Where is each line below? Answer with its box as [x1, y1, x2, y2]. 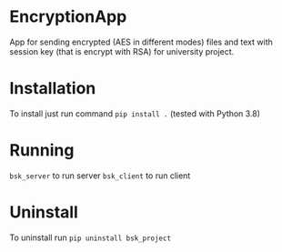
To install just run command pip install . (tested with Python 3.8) [9, 107, 261, 119]
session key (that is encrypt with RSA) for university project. [9, 45, 235, 56]
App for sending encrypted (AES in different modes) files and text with [9, 36, 273, 47]
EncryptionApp [9, 6, 127, 27]
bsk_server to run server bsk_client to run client [9, 170, 191, 181]
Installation [9, 78, 96, 99]
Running [9, 140, 75, 161]
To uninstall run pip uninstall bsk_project [9, 232, 171, 243]
